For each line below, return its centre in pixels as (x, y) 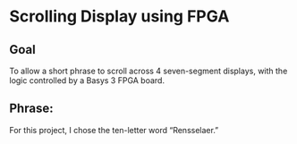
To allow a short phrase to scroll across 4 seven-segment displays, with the (148, 71)
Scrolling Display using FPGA (119, 17)
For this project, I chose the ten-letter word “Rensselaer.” (114, 130)
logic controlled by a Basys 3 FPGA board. (87, 80)
